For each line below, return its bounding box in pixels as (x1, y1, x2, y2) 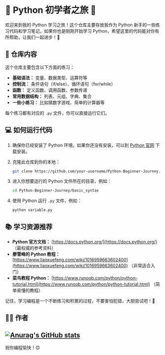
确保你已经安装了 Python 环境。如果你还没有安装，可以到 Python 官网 (12, 142, 155, 148)
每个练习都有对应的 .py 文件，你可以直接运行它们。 (5, 110, 110, 116)
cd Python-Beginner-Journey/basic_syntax (12, 188, 99, 193)
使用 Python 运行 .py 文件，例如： (12, 198, 82, 203)
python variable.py (12, 207, 53, 213)
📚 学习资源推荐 (5, 222, 53, 231)
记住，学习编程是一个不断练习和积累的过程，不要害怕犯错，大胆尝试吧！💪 (5, 298, 156, 304)
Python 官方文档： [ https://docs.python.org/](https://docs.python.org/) (12, 239, 158, 245)
